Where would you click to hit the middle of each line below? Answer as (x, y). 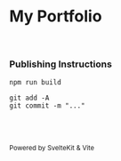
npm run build (36, 83)
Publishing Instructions (61, 64)
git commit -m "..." (48, 106)
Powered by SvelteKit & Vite (52, 149)
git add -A (29, 98)
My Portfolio (56, 16)
